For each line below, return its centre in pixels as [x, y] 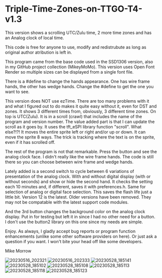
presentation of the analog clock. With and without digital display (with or [78, 176]
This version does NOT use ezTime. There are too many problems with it [77, 101]
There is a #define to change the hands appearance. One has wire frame [77, 81]
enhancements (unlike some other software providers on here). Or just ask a [81, 236]
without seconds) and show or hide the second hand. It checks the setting [79, 181]
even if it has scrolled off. [30, 142]
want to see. [17, 92]
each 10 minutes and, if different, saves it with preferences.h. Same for [75, 186]
